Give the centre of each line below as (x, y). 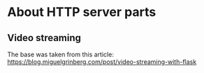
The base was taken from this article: (60, 54)
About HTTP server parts (82, 12)
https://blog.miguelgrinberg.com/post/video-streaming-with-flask (102, 62)
